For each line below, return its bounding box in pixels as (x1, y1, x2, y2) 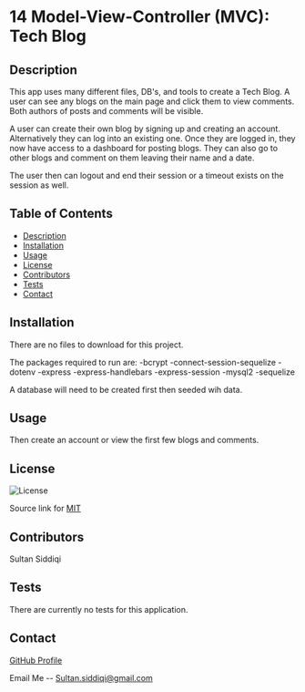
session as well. (9, 180, 69, 191)
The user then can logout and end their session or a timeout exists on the (9, 170, 284, 181)
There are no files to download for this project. (9, 339, 184, 350)
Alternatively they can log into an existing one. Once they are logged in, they (9, 133, 296, 143)
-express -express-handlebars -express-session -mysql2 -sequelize (37, 367, 296, 377)
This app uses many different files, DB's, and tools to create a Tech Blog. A (9, 87, 290, 97)
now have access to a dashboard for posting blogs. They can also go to (9, 143, 279, 153)
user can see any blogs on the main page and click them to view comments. (9, 96, 295, 107)
